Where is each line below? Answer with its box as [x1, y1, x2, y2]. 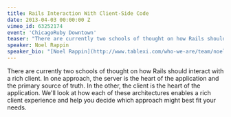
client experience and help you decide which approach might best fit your [7, 96, 217, 104]
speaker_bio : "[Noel [7, 49, 67, 55]
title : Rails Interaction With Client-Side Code [7, 10, 149, 17]
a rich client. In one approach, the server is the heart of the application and [7, 74, 219, 82]
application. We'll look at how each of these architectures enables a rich [7, 88, 211, 96]
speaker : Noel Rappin [7, 42, 69, 49]
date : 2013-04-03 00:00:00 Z [7, 16, 91, 23]
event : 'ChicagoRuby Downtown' [7, 29, 97, 36]
